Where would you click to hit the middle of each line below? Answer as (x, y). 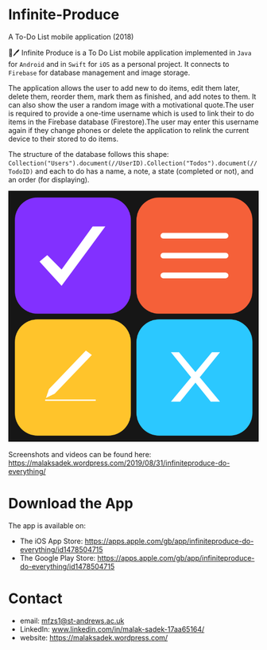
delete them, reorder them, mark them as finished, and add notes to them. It (132, 96)
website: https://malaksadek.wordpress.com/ (94, 637)
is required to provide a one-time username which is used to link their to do (131, 113)
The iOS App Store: (51, 541)
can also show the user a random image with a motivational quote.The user (131, 104)
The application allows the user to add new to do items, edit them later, (124, 88)
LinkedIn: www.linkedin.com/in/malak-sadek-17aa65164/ (112, 629)
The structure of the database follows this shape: (89, 154)
